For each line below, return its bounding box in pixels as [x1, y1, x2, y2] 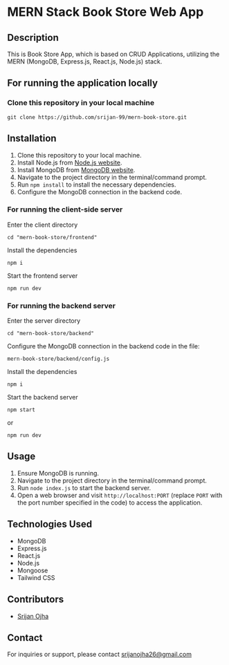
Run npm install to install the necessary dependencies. [17, 180, 176, 189]
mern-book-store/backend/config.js [7, 355, 110, 363]
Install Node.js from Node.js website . [17, 158, 122, 167]
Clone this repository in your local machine [7, 98, 154, 108]
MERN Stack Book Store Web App [7, 4, 204, 20]
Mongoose [17, 566, 48, 574]
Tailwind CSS [17, 573, 55, 581]
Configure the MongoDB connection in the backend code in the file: [7, 342, 200, 350]
